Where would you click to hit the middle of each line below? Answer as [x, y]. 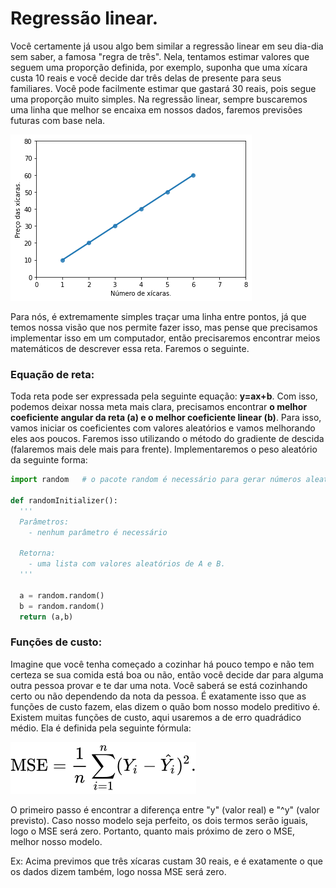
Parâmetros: [44, 522]
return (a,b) [46, 617]
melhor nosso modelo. [56, 841]
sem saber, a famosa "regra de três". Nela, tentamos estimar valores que [160, 56]
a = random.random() [62, 595]
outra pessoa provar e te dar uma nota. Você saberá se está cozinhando [159, 685]
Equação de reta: [52, 374]
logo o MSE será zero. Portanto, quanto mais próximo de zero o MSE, [153, 831]
